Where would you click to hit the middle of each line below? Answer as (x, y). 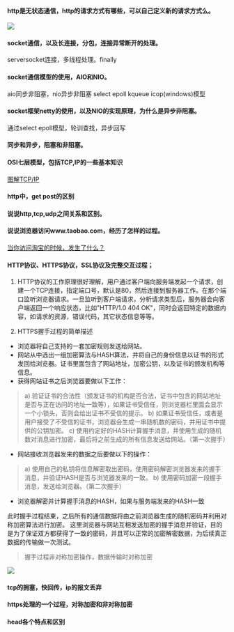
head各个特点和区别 (36, 622)
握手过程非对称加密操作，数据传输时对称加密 (88, 557)
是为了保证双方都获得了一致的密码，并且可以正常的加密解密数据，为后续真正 (117, 534)
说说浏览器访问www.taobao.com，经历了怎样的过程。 (86, 231)
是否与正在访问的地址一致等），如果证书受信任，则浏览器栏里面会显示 (123, 405)
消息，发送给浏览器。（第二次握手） (75, 486)
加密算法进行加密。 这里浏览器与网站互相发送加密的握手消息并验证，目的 (118, 525)
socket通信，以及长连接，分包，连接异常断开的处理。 (84, 43)
